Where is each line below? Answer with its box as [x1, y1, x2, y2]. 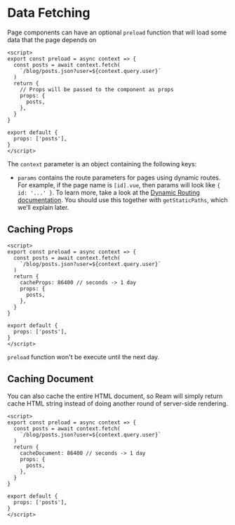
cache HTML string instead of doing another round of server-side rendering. [7, 399, 228, 408]
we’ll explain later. [17, 203, 69, 211]
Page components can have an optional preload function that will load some [7, 28, 227, 36]
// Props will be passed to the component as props [20, 86, 174, 93]
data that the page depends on [7, 35, 97, 44]
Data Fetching [7, 5, 90, 21]
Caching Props [7, 223, 74, 236]
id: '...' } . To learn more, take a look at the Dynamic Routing [17, 188, 200, 197]
